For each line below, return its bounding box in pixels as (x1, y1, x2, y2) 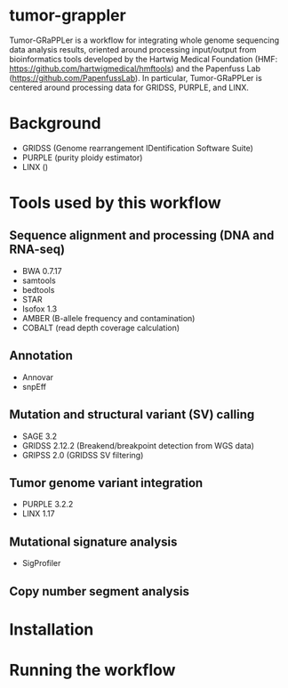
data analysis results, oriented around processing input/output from (9, 44, 257, 54)
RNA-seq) (9, 242, 66, 257)
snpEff (21, 381, 47, 392)
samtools (21, 275, 56, 286)
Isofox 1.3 (21, 304, 58, 314)
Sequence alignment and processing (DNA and (9, 228, 275, 243)
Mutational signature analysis (9, 534, 178, 549)
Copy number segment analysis (9, 584, 189, 599)
